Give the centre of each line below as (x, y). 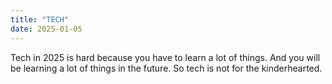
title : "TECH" (40, 19)
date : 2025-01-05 (46, 29)
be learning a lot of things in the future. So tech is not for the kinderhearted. (166, 68)
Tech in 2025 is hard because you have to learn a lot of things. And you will (165, 57)
